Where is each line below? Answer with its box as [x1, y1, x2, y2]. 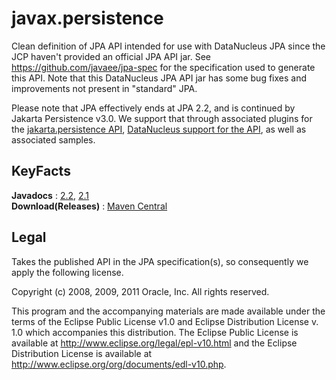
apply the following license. [11, 266, 124, 278]
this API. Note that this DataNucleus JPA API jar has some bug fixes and [11, 72, 308, 84]
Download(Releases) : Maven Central [11, 200, 168, 212]
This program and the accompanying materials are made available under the [11, 305, 326, 317]
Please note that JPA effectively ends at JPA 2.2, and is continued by [11, 102, 296, 114]
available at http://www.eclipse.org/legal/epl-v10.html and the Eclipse [11, 337, 298, 349]
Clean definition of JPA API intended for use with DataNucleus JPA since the [11, 40, 326, 52]
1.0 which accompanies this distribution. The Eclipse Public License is [11, 326, 299, 338]
